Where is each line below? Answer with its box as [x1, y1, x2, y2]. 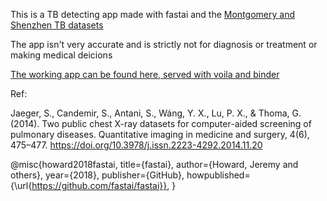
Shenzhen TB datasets [10, 19, 104, 31]
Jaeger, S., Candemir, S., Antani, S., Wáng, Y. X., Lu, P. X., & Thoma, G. [10, 107, 302, 119]
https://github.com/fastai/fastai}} [31, 180, 168, 191]
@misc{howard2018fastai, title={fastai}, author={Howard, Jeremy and [10, 159, 299, 170]
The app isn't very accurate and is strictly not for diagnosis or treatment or [10, 39, 318, 50]
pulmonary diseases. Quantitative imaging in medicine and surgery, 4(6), [10, 129, 310, 140]
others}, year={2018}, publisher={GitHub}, [10, 169, 185, 181]
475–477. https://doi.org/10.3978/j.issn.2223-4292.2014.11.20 [10, 139, 263, 151]
